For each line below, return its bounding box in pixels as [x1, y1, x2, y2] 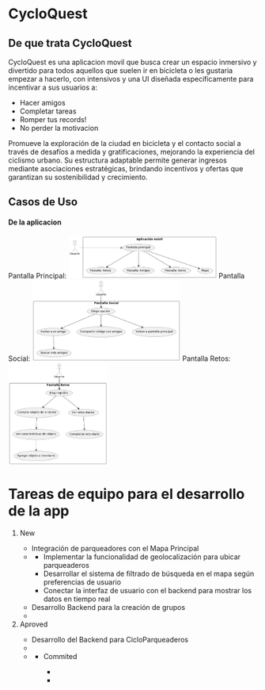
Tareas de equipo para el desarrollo [8, 485, 245, 503]
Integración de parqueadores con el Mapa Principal [31, 543, 199, 553]
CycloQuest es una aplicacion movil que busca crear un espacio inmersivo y [8, 57, 257, 67]
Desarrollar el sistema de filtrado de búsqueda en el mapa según [43, 569, 255, 578]
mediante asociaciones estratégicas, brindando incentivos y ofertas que [8, 164, 244, 173]
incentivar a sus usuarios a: [8, 82, 97, 92]
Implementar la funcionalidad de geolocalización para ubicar [43, 552, 241, 562]
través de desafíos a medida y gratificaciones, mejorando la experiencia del [8, 148, 256, 156]
